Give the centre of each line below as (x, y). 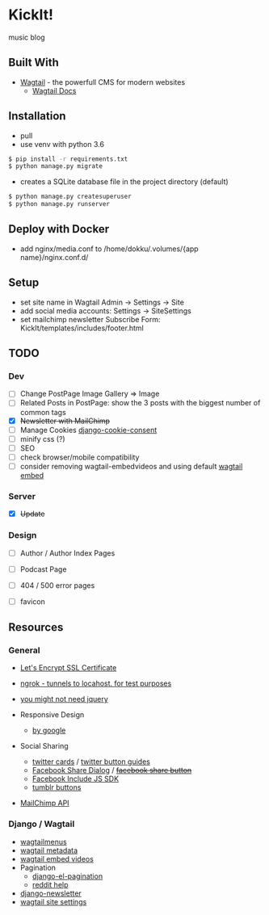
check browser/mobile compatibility (80, 457)
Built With (34, 63)
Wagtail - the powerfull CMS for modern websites (103, 82)
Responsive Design (52, 715)
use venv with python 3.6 (62, 144)
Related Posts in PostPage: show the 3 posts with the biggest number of (140, 403)
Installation (37, 116)
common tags (43, 412)
